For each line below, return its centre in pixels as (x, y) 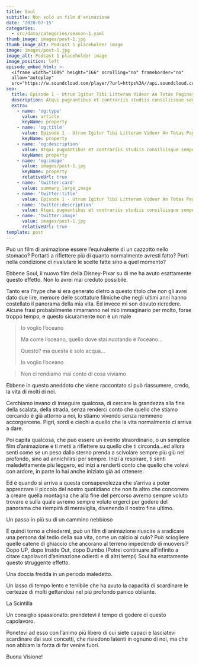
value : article (41, 116)
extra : (20, 105)
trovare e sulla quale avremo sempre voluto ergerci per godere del (87, 501)
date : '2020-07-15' (30, 23)
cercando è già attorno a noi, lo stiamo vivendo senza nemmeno (84, 415)
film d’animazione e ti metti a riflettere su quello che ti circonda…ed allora (96, 446)
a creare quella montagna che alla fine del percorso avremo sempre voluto (97, 495)
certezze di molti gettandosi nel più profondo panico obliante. (81, 591)
